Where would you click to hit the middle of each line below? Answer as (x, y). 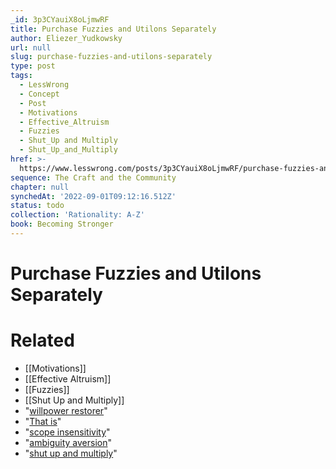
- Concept (39, 94)
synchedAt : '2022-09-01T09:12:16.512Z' (93, 196)
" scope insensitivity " (67, 432)
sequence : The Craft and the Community (93, 177)
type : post (33, 66)
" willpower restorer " (66, 410)
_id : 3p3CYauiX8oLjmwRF (60, 19)
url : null (31, 47)
